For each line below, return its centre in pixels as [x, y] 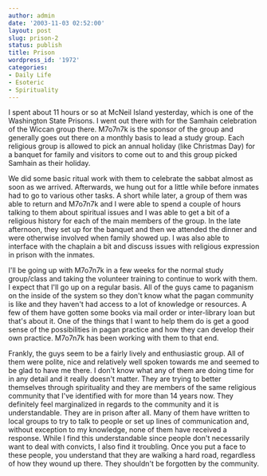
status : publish [35, 45]
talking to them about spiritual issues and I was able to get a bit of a [119, 213]
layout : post [30, 30]
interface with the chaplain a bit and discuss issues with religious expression [134, 246]
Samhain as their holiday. [49, 163]
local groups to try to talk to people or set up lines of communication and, [129, 421]
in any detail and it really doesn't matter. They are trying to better [115, 379]
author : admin [32, 16]
